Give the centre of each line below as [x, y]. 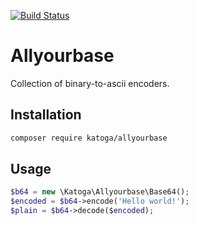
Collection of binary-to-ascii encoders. [90, 83]
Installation [46, 115]
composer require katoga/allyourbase [89, 138]
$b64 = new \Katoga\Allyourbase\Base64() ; [100, 192]
